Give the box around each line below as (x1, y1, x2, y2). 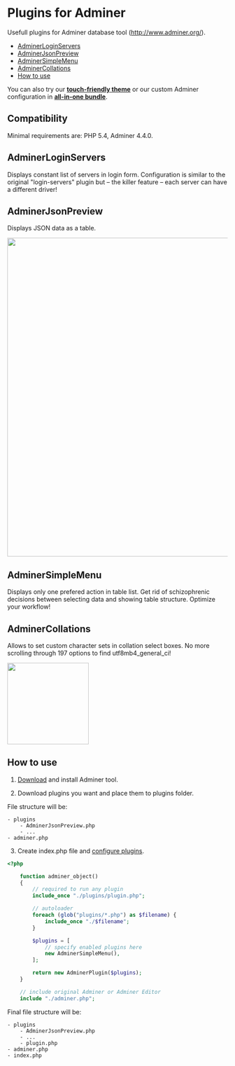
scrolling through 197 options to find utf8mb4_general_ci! (7, 649, 171, 657)
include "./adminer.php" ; (20, 995, 96, 1002)
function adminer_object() (20, 873, 99, 880)
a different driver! (7, 185, 57, 193)
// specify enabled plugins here (44, 943, 142, 950)
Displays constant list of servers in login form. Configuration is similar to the (7, 170, 226, 179)
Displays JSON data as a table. (7, 224, 97, 233)
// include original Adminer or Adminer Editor (20, 988, 161, 995)
